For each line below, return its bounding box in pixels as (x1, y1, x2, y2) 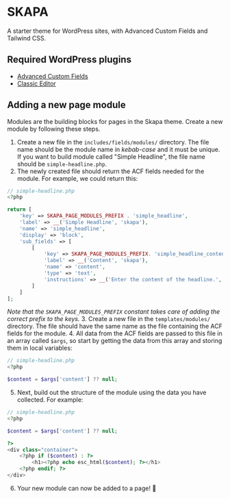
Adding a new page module (7, 99, 126, 111)
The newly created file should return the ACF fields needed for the (16, 167, 205, 175)
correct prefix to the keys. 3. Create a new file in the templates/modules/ (7, 315, 211, 323)
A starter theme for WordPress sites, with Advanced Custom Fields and (7, 27, 208, 35)
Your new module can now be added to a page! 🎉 (16, 484, 157, 492)
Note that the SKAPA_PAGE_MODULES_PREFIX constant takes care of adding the (7, 307, 220, 316)
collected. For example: (16, 396, 84, 404)
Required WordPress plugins (7, 54, 132, 66)
